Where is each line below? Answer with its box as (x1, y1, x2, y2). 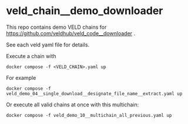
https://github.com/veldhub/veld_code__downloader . (6, 29, 136, 36)
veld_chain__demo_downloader (6, 4, 163, 18)
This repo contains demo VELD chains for (6, 24, 107, 31)
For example (6, 74, 36, 81)
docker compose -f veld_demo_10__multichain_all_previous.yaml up (6, 112, 172, 118)
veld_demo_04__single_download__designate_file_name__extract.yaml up (6, 91, 183, 96)
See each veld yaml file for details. (6, 41, 90, 48)
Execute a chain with (6, 52, 56, 59)
